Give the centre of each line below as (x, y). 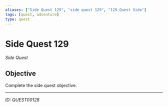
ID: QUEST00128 (22, 100)
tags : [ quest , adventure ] (32, 14)
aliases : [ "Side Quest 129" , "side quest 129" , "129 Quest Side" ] (76, 10)
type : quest (17, 19)
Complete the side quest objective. (41, 85)
